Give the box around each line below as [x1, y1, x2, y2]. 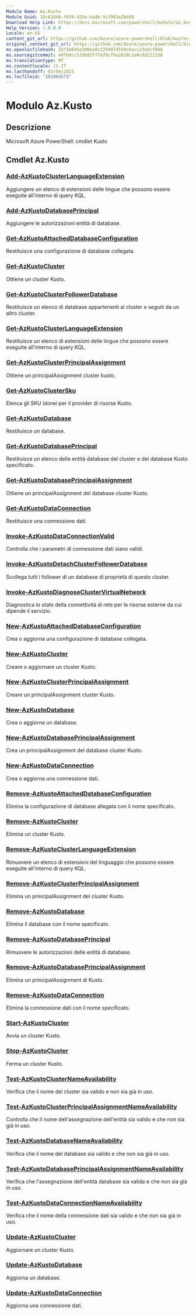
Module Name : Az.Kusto [6, 8, 61, 15]
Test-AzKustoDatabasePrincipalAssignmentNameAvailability [6, 1165, 184, 1173]
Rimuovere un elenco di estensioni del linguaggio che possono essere [6, 859, 174, 866]
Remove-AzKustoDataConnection [6, 991, 104, 999]
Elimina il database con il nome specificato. [6, 921, 110, 928]
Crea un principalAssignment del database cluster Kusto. [6, 747, 143, 754]
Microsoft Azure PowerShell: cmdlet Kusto [6, 138, 108, 145]
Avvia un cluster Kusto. [6, 1032, 61, 1039]
